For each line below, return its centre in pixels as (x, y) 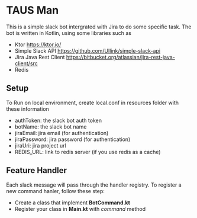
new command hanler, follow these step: (56, 191)
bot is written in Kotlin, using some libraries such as (69, 33)
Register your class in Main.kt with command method (80, 209)
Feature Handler (36, 170)
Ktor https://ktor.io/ (38, 44)
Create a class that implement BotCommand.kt (72, 203)
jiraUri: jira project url (40, 145)
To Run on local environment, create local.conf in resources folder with (93, 102)
